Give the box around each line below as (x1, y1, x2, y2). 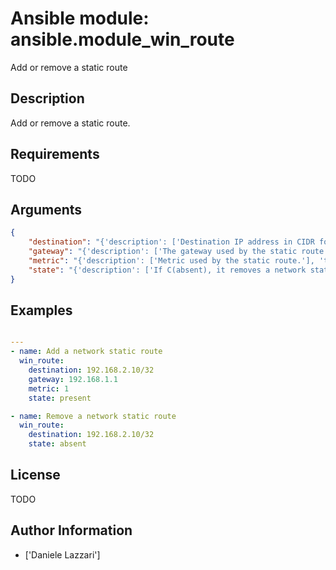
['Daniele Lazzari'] (24, 548, 101, 561)
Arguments (10, 201, 83, 218)
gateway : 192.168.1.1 (28, 374, 118, 384)
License (10, 467, 61, 484)
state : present (28, 393, 92, 403)
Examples (10, 302, 73, 319)
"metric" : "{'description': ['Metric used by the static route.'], (28, 256, 315, 266)
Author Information (10, 522, 133, 539)
